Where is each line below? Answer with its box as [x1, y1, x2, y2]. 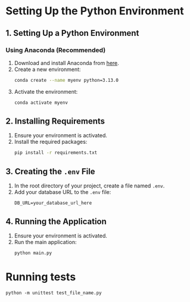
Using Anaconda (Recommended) [5, 46, 106, 54]
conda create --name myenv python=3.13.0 [14, 77, 119, 83]
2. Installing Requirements [5, 116, 105, 127]
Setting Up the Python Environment [5, 4, 184, 18]
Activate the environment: [14, 88, 78, 95]
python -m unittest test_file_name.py [5, 289, 102, 296]
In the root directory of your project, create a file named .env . [14, 182, 165, 189]
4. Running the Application [5, 216, 107, 226]
